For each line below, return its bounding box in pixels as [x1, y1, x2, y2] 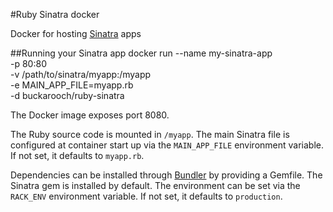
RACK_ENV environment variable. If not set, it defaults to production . [10, 190, 283, 202]
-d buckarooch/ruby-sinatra [10, 90, 125, 101]
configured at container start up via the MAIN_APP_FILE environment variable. [10, 139, 325, 151]
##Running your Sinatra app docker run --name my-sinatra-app [10, 47, 273, 59]
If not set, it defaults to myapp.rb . [10, 150, 145, 161]
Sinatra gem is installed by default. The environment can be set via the [10, 180, 301, 191]
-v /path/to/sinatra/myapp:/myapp [10, 69, 152, 80]
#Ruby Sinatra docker [10, 9, 100, 20]
